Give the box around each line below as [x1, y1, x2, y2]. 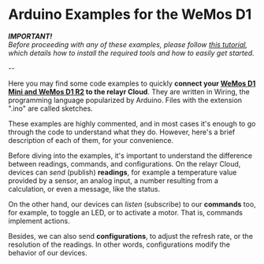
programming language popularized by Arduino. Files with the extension [8, 95, 243, 104]
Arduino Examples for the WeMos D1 [8, 5, 252, 24]
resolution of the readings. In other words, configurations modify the [8, 240, 231, 249]
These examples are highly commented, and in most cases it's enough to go [8, 119, 256, 128]
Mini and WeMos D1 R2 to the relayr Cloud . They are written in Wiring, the [8, 86, 250, 96]
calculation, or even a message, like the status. [8, 184, 160, 193]
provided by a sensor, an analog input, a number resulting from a [8, 175, 219, 185]
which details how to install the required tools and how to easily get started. [8, 48, 255, 57]
